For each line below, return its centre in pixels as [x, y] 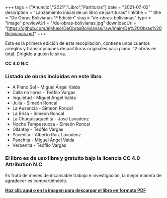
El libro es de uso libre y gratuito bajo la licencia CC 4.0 [73, 158]
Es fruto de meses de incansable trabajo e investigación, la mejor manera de [83, 175]
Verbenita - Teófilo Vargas [39, 145]
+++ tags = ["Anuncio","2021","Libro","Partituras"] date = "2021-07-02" [78, 7]
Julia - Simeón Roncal [35, 103]
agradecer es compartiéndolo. [36, 181]
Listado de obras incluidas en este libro [53, 76]
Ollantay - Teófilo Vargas [38, 129]
